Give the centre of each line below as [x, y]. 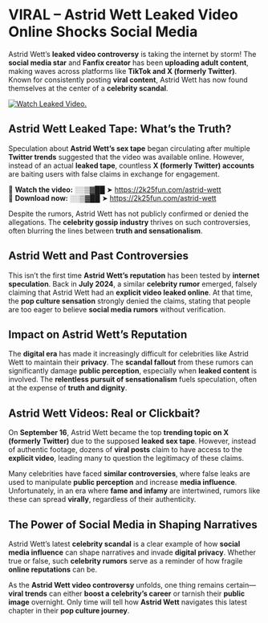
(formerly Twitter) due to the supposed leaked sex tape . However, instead [132, 441]
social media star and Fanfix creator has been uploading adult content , [128, 63]
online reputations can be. [53, 569]
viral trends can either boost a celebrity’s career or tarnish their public [127, 593]
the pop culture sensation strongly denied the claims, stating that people [130, 301]
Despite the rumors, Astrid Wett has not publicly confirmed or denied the [128, 214]
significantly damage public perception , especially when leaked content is [133, 371]
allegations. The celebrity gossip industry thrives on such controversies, [130, 222]
